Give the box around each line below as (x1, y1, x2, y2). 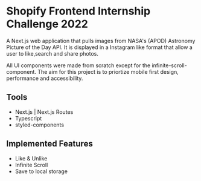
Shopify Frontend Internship (6, 4, 151, 18)
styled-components (14, 121, 65, 128)
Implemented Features (6, 139, 94, 149)
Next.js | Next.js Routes (14, 108, 74, 116)
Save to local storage (14, 168, 68, 175)
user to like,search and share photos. (6, 50, 98, 57)
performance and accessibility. (6, 74, 83, 82)
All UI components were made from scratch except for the (6, 62, 151, 69)
